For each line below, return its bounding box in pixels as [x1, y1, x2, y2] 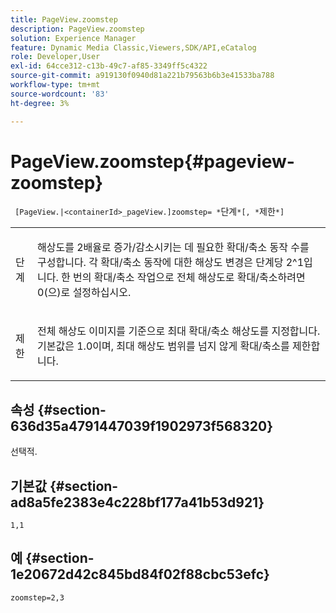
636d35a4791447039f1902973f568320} [10, 417, 274, 435]
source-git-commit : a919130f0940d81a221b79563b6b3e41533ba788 [10, 71, 275, 81]
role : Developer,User [10, 52, 101, 62]
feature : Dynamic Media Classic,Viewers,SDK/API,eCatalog [10, 42, 257, 53]
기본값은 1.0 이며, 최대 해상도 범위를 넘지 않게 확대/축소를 [37, 339, 290, 353]
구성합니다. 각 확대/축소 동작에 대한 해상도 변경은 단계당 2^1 [37, 256, 305, 270]
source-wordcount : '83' [10, 89, 110, 99]
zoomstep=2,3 [10, 592, 65, 603]
